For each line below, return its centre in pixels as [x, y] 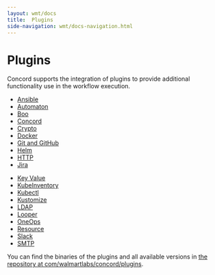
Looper [27, 214]
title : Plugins [30, 20]
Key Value [31, 178]
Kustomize [32, 200]
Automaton [33, 107]
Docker [27, 136]
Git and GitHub [38, 143]
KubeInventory [38, 185]
